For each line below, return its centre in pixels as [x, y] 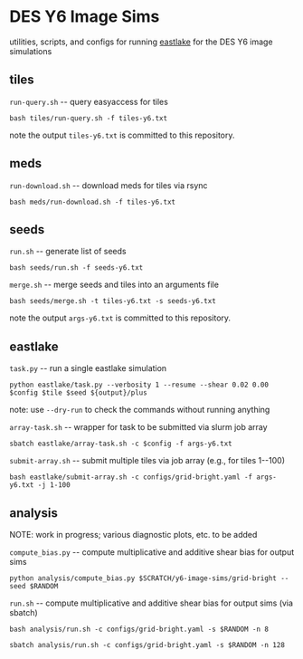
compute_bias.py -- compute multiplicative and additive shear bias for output [152, 552]
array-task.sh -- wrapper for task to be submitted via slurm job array [139, 427]
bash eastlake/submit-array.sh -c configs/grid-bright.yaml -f [131, 477]
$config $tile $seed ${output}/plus [78, 393]
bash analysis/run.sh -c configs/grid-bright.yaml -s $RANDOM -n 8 [139, 629]
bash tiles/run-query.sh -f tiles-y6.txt [89, 118]
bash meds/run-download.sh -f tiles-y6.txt [93, 202]
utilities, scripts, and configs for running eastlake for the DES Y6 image [141, 42]
